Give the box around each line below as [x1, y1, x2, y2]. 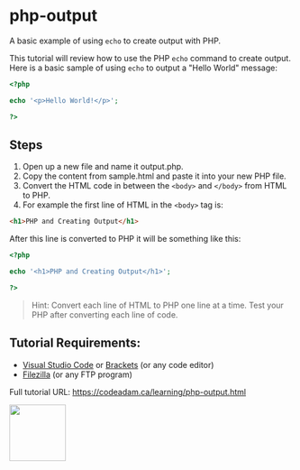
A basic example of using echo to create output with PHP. [9, 35, 222, 46]
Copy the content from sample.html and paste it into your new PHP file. [22, 170, 286, 181]
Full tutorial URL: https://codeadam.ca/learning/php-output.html [9, 386, 246, 397]
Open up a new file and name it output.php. [22, 161, 184, 172]
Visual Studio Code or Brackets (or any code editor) [22, 359, 214, 370]
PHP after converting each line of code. [31, 309, 178, 320]
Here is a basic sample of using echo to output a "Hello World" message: [9, 62, 277, 73]
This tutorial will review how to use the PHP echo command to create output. [9, 52, 291, 63]
